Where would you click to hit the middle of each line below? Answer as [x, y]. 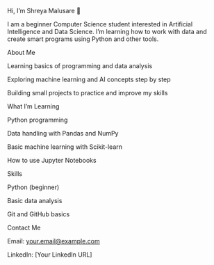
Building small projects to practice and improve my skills [88, 93]
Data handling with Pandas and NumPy [63, 133]
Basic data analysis [35, 201]
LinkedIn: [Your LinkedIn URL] [50, 255]
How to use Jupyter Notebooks [52, 160]
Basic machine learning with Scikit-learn [65, 147]
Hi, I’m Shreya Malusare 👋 [44, 11]
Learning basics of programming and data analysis [80, 66]
